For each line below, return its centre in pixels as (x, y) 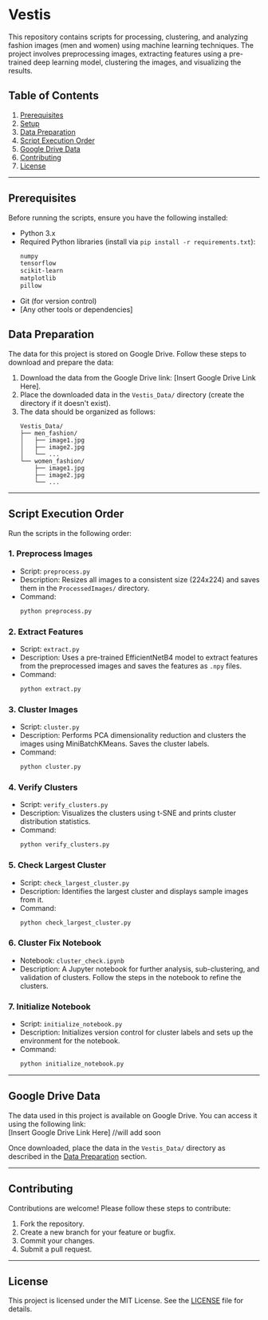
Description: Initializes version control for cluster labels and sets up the (136, 1032)
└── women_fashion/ (52, 461)
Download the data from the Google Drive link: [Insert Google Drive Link (138, 377)
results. (21, 70)
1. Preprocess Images (51, 554)
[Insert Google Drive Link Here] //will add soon (85, 1132)
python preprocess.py (55, 611)
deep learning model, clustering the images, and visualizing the (137, 62)
